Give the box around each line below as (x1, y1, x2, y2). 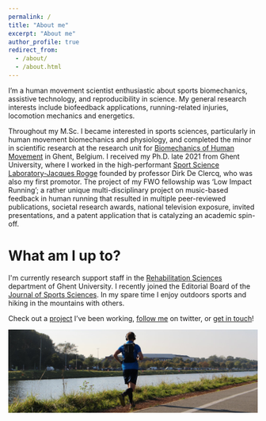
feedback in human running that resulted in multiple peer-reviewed (8, 193, 226, 203)
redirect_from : (8, 46, 59, 55)
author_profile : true (8, 38, 80, 46)
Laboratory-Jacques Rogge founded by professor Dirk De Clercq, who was (8, 168, 253, 178)
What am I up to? (8, 247, 121, 265)
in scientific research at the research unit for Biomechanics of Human (8, 143, 235, 152)
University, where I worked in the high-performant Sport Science (8, 159, 220, 170)
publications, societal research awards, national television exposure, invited (8, 202, 255, 212)
